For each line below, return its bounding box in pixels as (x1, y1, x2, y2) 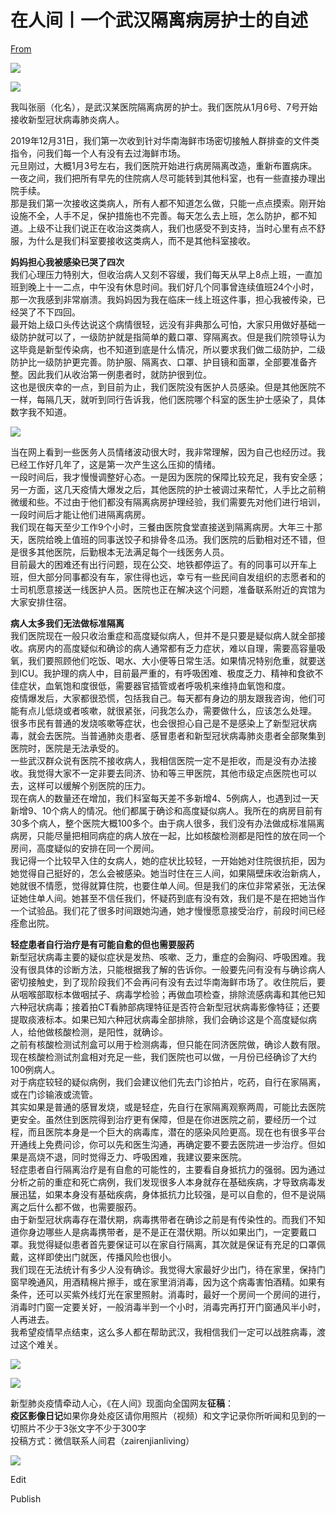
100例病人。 (10, 1063, 61, 1075)
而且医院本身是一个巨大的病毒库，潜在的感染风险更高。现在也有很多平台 (27, 1126, 326, 1138)
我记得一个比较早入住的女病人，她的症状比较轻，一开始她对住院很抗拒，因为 (10, 854, 326, 866)
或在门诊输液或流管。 (10, 1088, 98, 1100)
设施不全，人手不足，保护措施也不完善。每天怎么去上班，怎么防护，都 (10, 209, 300, 221)
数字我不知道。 (10, 406, 72, 418)
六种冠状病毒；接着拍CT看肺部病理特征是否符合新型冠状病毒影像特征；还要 (10, 1001, 321, 1013)
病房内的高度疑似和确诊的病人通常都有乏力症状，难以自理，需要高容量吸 (27, 642, 326, 654)
